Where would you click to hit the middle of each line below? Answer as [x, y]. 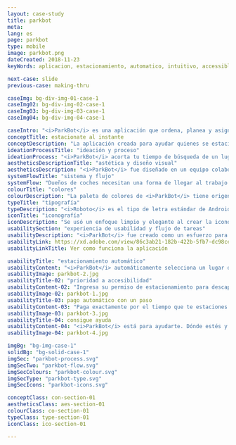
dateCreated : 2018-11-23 [44, 60]
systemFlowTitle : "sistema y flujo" [61, 177]
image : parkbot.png [36, 54]
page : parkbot [28, 40]
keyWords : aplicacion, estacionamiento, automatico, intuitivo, [103, 66]
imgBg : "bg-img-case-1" [42, 346]
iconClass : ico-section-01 [47, 424]
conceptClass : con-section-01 [52, 398]
